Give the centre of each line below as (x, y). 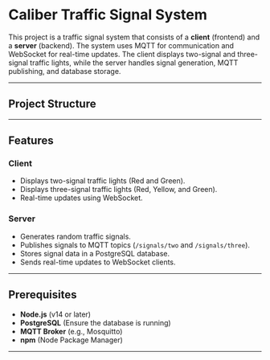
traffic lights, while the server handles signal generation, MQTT (134, 63)
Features (31, 141)
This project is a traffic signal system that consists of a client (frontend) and (134, 37)
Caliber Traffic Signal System (108, 15)
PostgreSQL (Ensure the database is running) (95, 322)
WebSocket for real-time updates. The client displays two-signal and (122, 54)
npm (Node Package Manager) (71, 340)
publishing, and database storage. (65, 71)
